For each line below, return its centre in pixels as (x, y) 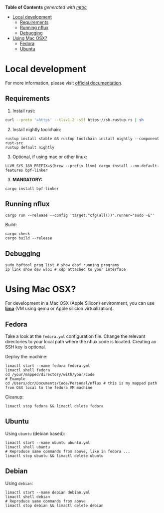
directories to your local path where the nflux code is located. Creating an (81, 342)
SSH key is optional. (26, 347)
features (14, 170)
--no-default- (145, 166)
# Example (15, 379)
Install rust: (24, 111)
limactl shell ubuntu (28, 447)
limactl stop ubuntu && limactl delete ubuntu (54, 456)
